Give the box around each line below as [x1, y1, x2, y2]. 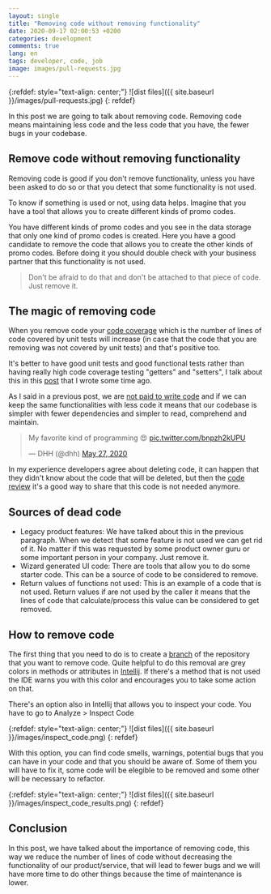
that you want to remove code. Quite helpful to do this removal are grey [8, 658, 247, 667]
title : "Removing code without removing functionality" [8, 19, 201, 28]
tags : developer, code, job [8, 58, 104, 66]
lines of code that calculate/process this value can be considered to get [19, 596, 260, 605]
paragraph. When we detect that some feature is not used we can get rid [19, 536, 263, 545]
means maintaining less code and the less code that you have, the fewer [8, 119, 249, 130]
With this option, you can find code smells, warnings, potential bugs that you [8, 748, 264, 758]
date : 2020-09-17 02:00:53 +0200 [8, 27, 121, 35]
